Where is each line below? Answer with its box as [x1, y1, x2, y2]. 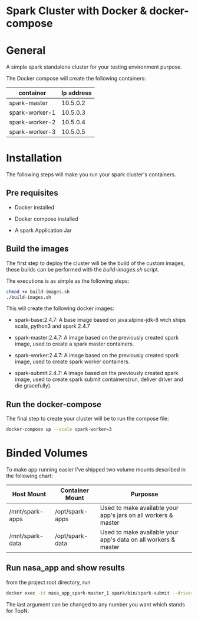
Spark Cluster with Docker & [6, 4, 147, 18]
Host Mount [12, 490, 46, 498]
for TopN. [6, 607, 29, 614]
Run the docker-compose [6, 399, 102, 409]
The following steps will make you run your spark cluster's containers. [6, 171, 176, 178]
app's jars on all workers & [100, 511, 173, 519]
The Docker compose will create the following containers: [6, 75, 146, 82]
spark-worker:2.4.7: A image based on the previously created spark [14, 352, 179, 359]
